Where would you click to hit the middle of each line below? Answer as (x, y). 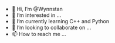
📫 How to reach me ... (39, 34)
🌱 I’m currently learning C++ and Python (60, 21)
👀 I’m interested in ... (36, 15)
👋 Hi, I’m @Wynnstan (37, 9)
